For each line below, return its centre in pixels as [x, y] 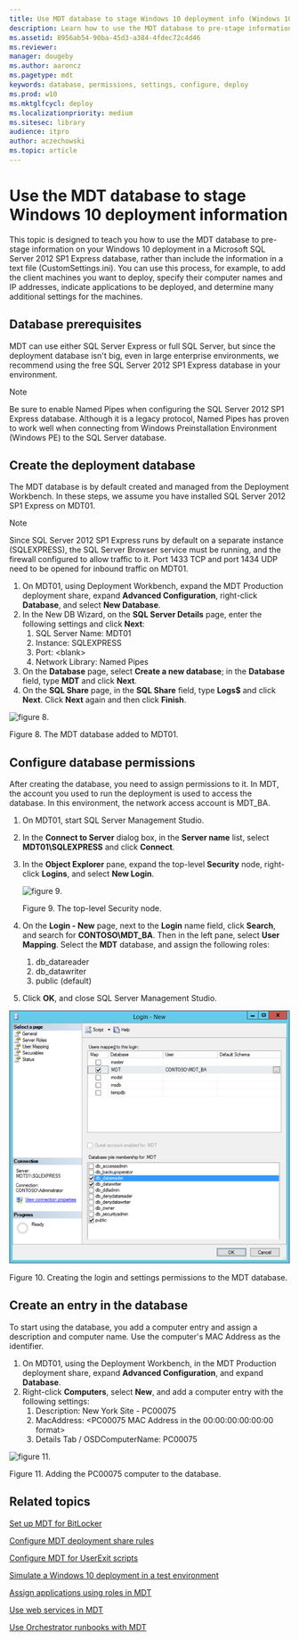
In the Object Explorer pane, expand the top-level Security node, [142, 865]
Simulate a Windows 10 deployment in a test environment [114, 1575]
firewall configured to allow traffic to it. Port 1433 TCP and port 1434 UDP [144, 559]
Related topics [50, 1502]
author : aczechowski [48, 141]
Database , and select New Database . [91, 605]
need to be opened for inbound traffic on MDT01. [99, 569]
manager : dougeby [41, 57]
